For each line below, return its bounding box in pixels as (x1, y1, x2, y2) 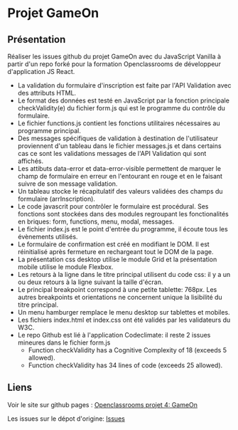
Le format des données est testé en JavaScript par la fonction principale (17, 96, 229, 105)
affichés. (17, 157, 44, 165)
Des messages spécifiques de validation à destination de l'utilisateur (17, 134, 219, 142)
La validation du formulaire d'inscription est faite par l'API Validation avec (17, 81, 232, 90)
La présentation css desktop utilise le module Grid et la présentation (17, 255, 217, 263)
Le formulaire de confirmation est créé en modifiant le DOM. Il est (17, 240, 210, 248)
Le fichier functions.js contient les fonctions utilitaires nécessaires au (17, 119, 220, 127)
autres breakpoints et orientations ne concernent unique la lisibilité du (17, 293, 222, 301)
